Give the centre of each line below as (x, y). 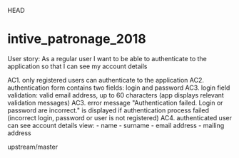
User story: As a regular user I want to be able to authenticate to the (107, 58)
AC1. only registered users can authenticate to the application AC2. (106, 80)
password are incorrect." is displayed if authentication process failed (108, 110)
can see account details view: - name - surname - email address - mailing (116, 125)
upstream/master (33, 147)
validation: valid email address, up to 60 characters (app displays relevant (116, 95)
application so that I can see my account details (77, 66)
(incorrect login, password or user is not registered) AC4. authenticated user (119, 117)
